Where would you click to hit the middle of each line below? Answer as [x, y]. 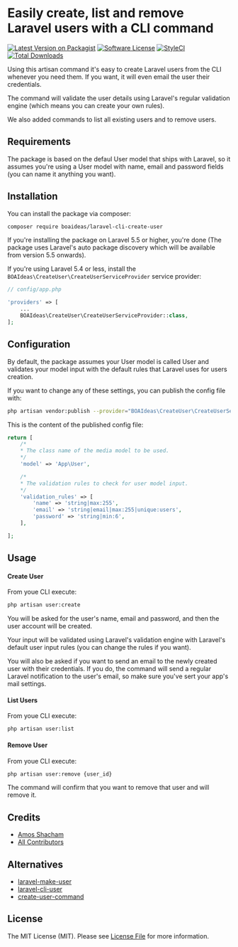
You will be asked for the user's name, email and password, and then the [113, 619]
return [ [20, 438]
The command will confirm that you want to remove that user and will [108, 788]
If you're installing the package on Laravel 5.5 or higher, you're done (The [114, 240]
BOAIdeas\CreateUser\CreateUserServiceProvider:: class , [104, 316]
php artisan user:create [44, 605]
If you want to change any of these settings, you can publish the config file [117, 390]
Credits [24, 817]
